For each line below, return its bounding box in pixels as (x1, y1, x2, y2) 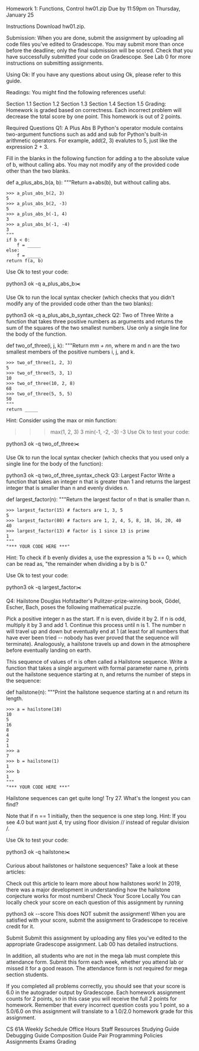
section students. (6, 971, 49, 978)
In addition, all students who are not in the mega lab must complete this (6, 952, 181, 959)
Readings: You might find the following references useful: (6, 89, 146, 95)
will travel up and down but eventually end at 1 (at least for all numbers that (6, 628, 189, 635)
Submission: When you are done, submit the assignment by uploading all (6, 34, 184, 41)
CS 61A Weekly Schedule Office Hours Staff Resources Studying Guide (6, 1025, 179, 1033)
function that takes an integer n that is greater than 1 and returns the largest (6, 478, 191, 485)
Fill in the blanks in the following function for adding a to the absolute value (6, 155, 190, 162)
